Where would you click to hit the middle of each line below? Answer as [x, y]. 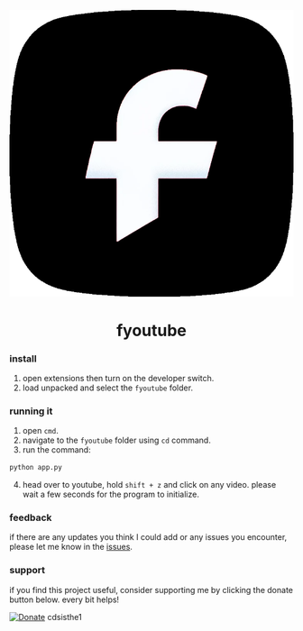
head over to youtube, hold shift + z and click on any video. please [149, 485]
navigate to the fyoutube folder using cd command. [117, 440]
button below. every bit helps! [64, 599]
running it [31, 411]
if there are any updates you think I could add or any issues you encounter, [148, 537]
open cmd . [40, 431]
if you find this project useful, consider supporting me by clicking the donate [151, 590]
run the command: [57, 450]
